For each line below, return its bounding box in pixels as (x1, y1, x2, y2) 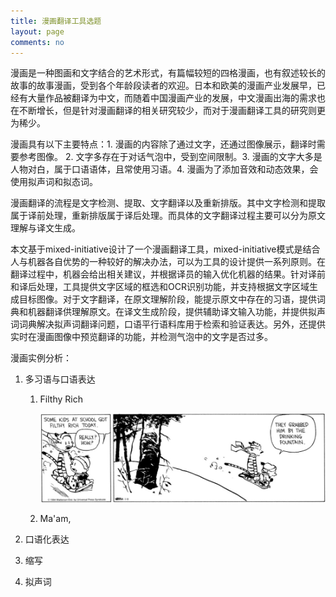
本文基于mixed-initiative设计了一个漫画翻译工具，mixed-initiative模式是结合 (10, 243, 321, 255)
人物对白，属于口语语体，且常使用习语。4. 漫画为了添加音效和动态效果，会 (10, 163, 319, 175)
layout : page (10, 26, 65, 37)
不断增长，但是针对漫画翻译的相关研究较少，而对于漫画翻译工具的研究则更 (18, 105, 326, 117)
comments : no (10, 37, 65, 47)
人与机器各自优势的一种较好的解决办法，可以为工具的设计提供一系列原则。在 (10, 256, 326, 268)
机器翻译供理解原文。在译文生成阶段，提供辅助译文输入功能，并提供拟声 (27, 306, 326, 318)
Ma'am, (39, 513, 72, 525)
